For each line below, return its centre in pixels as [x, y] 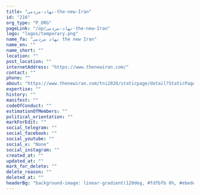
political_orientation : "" [40, 117]
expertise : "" [24, 89]
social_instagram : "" [33, 150]
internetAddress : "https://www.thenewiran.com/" [68, 67]
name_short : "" [25, 51]
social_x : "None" [28, 144]
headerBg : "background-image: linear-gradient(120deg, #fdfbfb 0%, [92, 183]
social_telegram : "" [32, 128]
